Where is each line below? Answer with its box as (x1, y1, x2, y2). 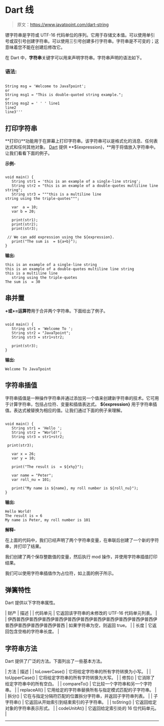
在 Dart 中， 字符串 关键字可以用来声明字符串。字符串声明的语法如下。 (5, 54, 144, 60)
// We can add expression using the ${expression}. (7, 235, 115, 240)
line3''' (5, 110, 23, 115)
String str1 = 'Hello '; (11, 426, 62, 431)
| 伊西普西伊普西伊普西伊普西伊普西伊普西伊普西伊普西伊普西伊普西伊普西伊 (5, 616, 158, 622)
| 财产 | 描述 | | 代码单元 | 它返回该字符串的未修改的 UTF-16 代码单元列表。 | (5, 610, 157, 616)
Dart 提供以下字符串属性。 (5, 600, 58, 605)
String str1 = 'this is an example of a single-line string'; (11, 179, 141, 184)
